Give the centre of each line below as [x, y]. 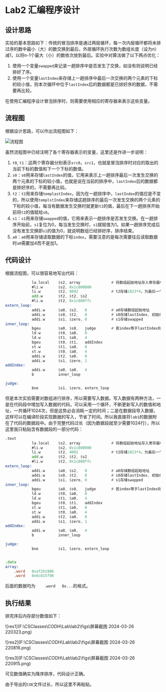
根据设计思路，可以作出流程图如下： [42, 131]
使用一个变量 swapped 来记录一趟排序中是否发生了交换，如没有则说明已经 [85, 66]
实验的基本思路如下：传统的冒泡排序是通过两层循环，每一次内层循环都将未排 [83, 43]
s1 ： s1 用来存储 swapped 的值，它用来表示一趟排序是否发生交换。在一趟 [83, 218]
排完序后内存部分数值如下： [33, 616]
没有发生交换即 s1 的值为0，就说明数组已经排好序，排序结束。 [74, 230]
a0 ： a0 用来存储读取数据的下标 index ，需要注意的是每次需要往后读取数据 [85, 237]
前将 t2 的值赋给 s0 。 [32, 212]
